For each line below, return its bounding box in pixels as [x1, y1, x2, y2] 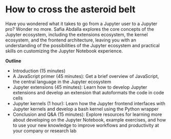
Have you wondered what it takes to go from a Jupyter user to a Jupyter [5, 21, 158, 27]
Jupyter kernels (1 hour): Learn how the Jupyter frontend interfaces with [12, 100, 165, 106]
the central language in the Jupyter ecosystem [12, 78, 112, 85]
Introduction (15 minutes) [12, 68, 66, 74]
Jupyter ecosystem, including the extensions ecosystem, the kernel [5, 31, 148, 37]
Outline [5, 57, 22, 64]
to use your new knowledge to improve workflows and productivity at [12, 122, 159, 128]
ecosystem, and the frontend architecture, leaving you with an [5, 37, 137, 43]
